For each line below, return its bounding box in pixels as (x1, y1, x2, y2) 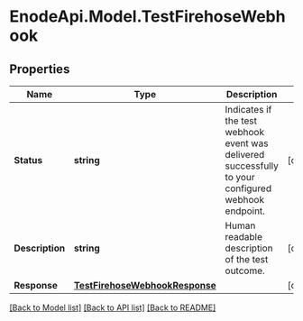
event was (225, 137, 269, 150)
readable (225, 231, 263, 243)
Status (14, 154, 43, 166)
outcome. (225, 264, 266, 277)
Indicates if (225, 104, 272, 115)
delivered (225, 149, 265, 160)
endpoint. (225, 205, 266, 217)
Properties (9, 61, 70, 77)
